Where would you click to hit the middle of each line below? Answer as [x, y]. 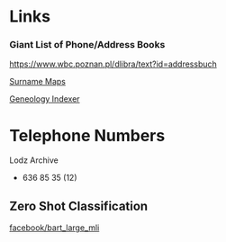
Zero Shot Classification [79, 206]
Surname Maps [37, 82]
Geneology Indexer [45, 99]
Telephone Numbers [87, 135]
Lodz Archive [34, 160]
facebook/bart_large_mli [54, 228]
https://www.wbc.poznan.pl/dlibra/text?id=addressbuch [113, 64]
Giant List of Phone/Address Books [87, 45]
